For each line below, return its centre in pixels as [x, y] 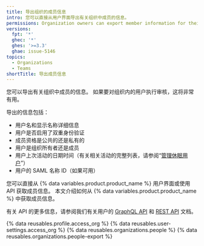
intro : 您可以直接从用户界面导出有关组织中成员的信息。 [68, 18]
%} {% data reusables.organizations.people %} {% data [127, 230]
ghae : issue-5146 [34, 52]
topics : [16, 57]
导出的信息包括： [28, 112]
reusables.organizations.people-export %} [59, 236]
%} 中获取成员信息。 [32, 199]
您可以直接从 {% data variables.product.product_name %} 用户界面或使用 [98, 184]
